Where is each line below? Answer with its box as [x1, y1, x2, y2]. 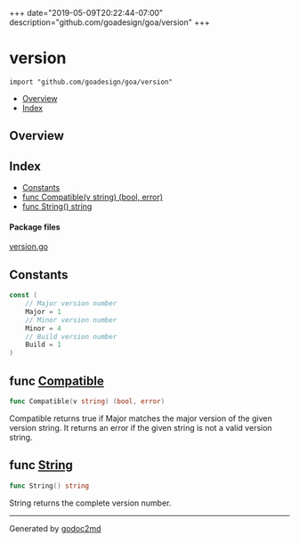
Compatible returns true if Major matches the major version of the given [9, 413, 273, 424]
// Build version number [25, 332, 117, 341]
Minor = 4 [25, 324, 62, 333]
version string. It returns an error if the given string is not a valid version [9, 422, 273, 433]
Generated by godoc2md [9, 523, 101, 533]
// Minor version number [25, 315, 117, 324]
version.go [9, 241, 49, 252]
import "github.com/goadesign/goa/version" [9, 77, 174, 86]
